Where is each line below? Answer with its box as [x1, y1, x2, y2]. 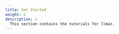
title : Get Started [5, 7, 47, 12]
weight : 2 [5, 12, 26, 17]
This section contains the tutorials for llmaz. [10, 21, 115, 26]
